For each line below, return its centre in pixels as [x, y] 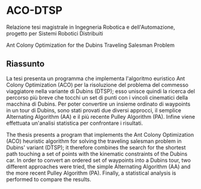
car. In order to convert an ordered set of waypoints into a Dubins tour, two [98, 160]
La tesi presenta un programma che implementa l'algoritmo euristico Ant [96, 78]
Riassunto [25, 64]
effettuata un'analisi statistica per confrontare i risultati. [74, 123]
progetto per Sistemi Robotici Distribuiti [55, 33]
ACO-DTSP [34, 10]
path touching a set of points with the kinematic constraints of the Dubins [97, 154]
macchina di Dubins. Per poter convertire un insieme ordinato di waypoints [98, 104]
